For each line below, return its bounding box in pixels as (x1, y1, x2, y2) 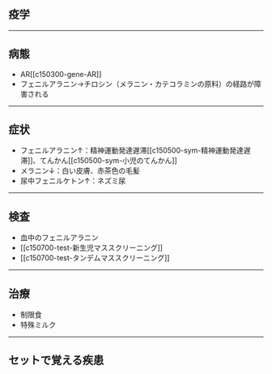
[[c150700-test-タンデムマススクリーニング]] (19, 253, 170, 263)
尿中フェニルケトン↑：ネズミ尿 (19, 176, 126, 186)
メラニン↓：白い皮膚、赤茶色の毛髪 (19, 166, 140, 176)
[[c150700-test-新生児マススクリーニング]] (19, 243, 164, 253)
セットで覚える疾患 (8, 354, 104, 368)
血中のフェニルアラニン (19, 233, 99, 243)
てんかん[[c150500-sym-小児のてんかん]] (40, 156, 178, 166)
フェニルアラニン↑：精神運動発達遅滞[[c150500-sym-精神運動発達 (19, 145, 244, 156)
